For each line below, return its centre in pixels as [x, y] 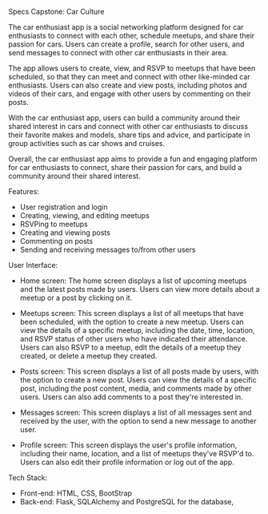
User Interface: [33, 265]
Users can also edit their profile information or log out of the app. [127, 462]
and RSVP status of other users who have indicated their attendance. [134, 339]
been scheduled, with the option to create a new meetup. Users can [132, 322]
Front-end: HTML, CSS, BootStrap [76, 493]
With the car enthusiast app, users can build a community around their [124, 118]
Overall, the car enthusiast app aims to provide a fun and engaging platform [133, 159]
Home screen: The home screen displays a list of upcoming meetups [133, 281]
